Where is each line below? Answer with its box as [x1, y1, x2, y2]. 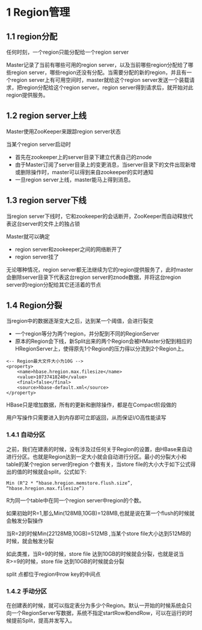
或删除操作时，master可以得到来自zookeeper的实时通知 [14, 168, 154, 175]
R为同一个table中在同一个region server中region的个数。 [6, 496, 145, 504]
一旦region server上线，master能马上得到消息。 [14, 176, 134, 183]
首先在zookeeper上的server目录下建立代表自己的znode [14, 153, 152, 160]
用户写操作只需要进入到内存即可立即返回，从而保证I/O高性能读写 [6, 414, 167, 422]
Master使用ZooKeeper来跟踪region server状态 [6, 128, 121, 135]
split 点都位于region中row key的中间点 [6, 570, 101, 578]
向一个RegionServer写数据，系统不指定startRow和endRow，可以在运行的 [6, 610, 188, 617]
